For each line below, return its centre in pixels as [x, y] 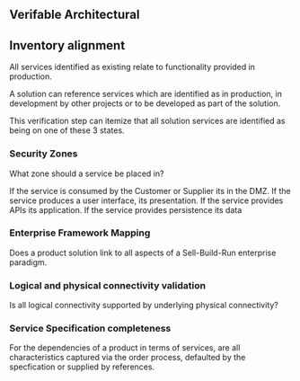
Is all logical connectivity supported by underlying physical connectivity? [144, 306]
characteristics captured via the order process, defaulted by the [128, 358]
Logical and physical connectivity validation [108, 285]
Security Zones [44, 154]
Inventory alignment [67, 45]
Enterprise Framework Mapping [80, 233]
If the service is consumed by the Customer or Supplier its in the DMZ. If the [150, 190]
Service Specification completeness [90, 329]
